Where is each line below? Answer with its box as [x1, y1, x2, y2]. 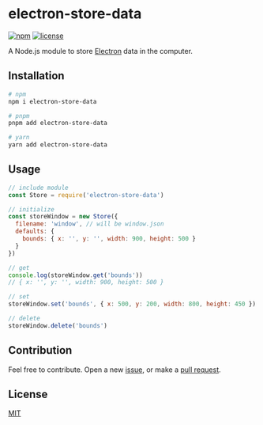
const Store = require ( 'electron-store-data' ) [8, 191, 164, 199]
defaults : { [15, 227, 55, 236]
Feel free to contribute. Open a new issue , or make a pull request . [8, 365, 221, 374]
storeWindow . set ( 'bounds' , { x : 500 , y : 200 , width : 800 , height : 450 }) [8, 300, 257, 309]
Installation [8, 69, 65, 83]
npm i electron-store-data [8, 97, 97, 105]
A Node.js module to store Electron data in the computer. [8, 46, 193, 55]
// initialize [8, 205, 55, 214]
